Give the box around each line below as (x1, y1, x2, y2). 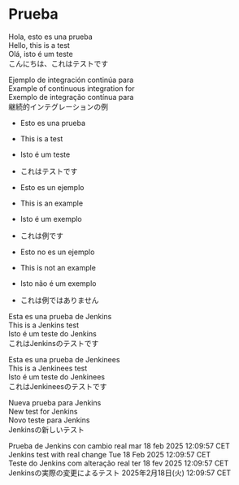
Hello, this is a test (8, 40, 71, 50)
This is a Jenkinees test (8, 363, 88, 373)
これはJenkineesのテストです (8, 381, 107, 391)
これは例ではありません (20, 295, 99, 305)
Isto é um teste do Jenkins (8, 328, 98, 338)
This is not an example (20, 262, 96, 272)
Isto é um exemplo (20, 214, 83, 223)
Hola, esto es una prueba (8, 32, 93, 41)
